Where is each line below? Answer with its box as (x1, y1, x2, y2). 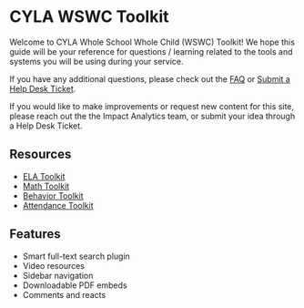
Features (9, 226, 61, 242)
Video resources (22, 260, 85, 271)
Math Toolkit (22, 180, 70, 191)
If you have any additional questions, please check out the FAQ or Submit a (9, 73, 291, 84)
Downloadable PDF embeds (22, 280, 127, 291)
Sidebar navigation (22, 270, 94, 281)
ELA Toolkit (22, 170, 66, 181)
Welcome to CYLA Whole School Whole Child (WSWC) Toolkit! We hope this (9, 36, 296, 47)
